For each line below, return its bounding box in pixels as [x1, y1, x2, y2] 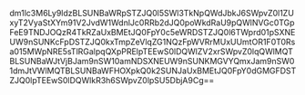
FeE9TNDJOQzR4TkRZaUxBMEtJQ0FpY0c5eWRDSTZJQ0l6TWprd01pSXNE [9, 27, 296, 37]
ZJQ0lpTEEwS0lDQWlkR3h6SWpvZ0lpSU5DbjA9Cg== [9, 75, 215, 85]
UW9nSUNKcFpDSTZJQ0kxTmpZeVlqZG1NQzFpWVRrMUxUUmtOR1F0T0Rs [9, 36, 296, 47]
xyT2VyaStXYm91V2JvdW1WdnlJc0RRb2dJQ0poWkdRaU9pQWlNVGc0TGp [9, 17, 295, 28]
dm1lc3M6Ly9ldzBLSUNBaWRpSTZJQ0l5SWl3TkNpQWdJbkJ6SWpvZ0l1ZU [9, 8, 294, 18]
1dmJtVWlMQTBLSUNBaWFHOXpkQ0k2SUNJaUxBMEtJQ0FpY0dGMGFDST [9, 65, 297, 76]
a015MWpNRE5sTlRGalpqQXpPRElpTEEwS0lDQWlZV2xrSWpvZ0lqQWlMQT [9, 46, 294, 57]
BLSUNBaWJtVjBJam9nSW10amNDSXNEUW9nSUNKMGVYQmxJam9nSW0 [9, 56, 295, 66]
